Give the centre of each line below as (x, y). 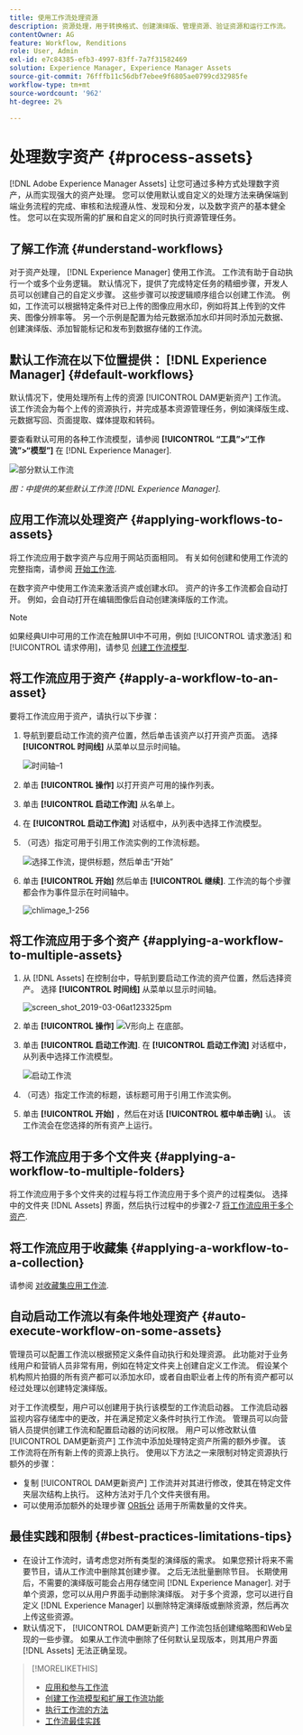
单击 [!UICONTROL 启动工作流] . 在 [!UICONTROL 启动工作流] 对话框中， (156, 1045)
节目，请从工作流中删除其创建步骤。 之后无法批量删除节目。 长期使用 (159, 1571)
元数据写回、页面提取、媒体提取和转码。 (84, 420)
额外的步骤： (33, 1463)
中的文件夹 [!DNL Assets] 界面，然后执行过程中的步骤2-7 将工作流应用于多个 (151, 1205)
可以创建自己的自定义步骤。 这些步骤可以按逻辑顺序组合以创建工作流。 (148, 295)
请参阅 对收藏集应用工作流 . (59, 1285)
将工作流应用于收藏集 (69, 1248)
